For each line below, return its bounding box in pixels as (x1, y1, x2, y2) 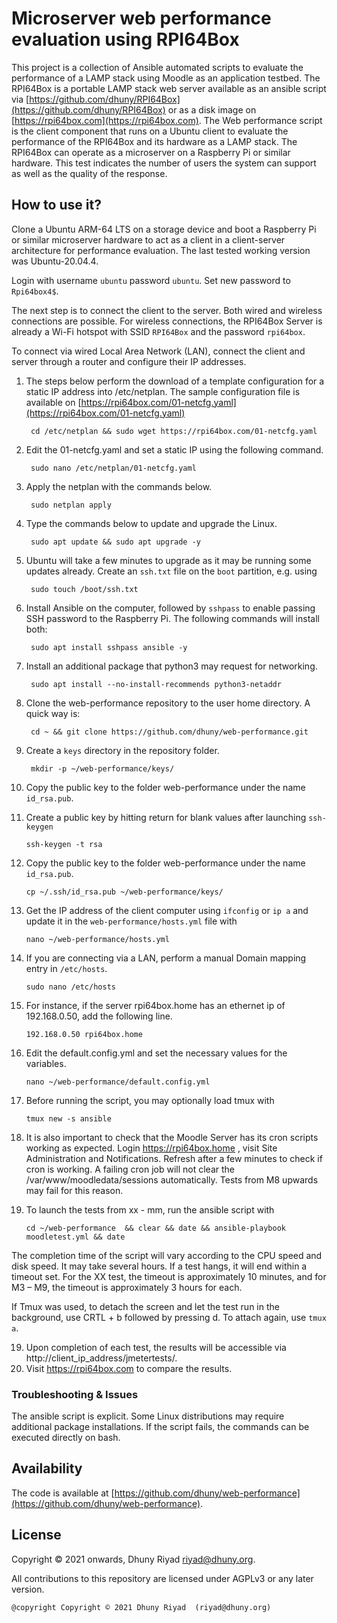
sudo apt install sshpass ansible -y (30, 642, 188, 652)
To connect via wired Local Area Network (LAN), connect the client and (11, 345, 306, 357)
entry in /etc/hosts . (25, 962, 108, 974)
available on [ (25, 396, 82, 408)
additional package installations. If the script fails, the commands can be (11, 1421, 310, 1433)
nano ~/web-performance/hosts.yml (25, 934, 170, 944)
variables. (25, 1057, 67, 1069)
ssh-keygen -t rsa (25, 839, 103, 849)
